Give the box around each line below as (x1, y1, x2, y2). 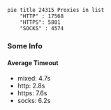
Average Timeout (7, 58, 59, 67)
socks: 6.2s (17, 97, 51, 105)
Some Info (7, 41, 43, 50)
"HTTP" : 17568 (20, 13, 64, 20)
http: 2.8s (17, 81, 45, 90)
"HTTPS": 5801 (20, 19, 61, 26)
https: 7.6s (17, 89, 47, 97)
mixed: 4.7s (17, 74, 51, 83)
